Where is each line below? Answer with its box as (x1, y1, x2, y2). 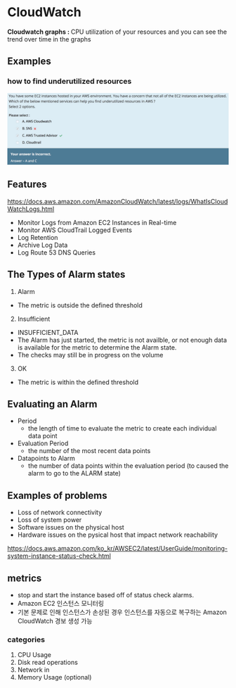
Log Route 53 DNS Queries (17, 248, 96, 257)
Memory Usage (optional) (17, 673, 92, 682)
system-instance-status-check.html (7, 552, 111, 560)
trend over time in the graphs (7, 34, 91, 43)
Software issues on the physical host (17, 523, 124, 532)
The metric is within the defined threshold (17, 378, 139, 386)
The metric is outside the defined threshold (17, 300, 143, 310)
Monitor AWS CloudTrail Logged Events (17, 226, 132, 234)
